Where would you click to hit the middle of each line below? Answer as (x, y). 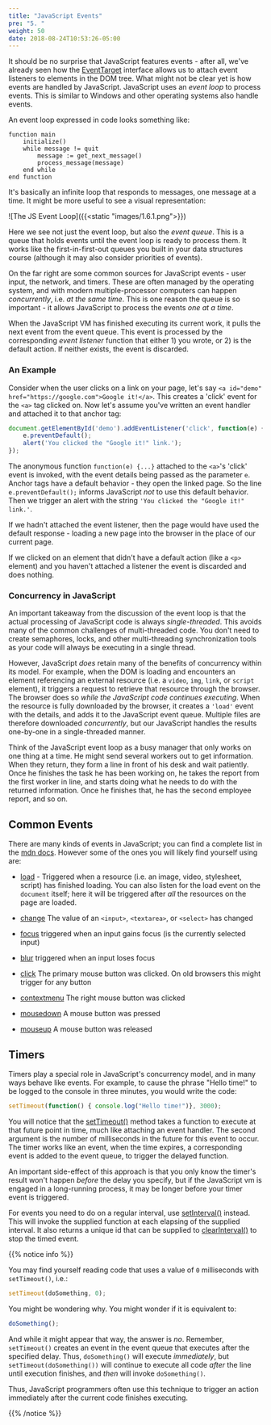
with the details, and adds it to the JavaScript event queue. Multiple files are (134, 715)
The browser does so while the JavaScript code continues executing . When (134, 698)
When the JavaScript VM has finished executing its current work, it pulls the (134, 323)
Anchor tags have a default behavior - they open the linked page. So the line (135, 483)
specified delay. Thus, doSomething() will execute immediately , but (119, 1356)
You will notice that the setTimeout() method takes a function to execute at (132, 1121)
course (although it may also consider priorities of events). (106, 258)
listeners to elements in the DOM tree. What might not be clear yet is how (130, 78)
